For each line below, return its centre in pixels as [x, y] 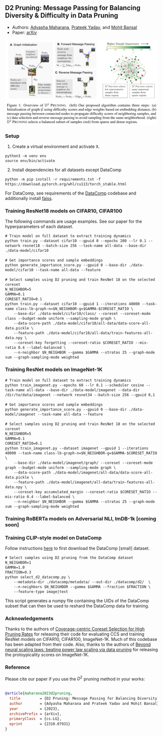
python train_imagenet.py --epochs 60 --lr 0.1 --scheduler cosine [75, 385]
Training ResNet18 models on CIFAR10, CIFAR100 [64, 211]
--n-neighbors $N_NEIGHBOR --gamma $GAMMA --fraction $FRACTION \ [82, 587]
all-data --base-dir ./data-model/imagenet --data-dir [83, 390]
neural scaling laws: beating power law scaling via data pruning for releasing [81, 650]
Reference [17, 668]
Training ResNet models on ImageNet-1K [54, 370]
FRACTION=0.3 [18, 572]
